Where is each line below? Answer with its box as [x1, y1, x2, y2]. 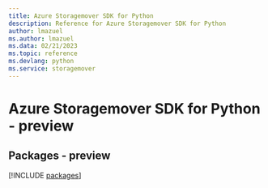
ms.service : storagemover [8, 65, 96, 73]
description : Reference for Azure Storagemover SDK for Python [8, 19, 227, 28]
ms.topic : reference [8, 49, 79, 58]
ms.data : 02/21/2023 [8, 42, 79, 50]
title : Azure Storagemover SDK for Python [8, 11, 154, 20]
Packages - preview [8, 149, 111, 163]
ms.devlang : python [8, 58, 74, 66]
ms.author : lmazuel [8, 34, 74, 43]
